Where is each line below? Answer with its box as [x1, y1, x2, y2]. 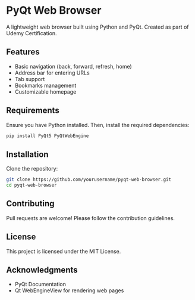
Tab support [14, 75, 45, 82]
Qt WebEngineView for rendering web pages [14, 287, 124, 294]
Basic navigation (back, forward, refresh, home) [14, 63, 132, 70]
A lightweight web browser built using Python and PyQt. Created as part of [6, 23, 189, 30]
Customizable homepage [14, 88, 77, 95]
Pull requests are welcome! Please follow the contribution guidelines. [6, 214, 175, 221]
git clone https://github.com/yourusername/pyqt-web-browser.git [6, 177, 171, 183]
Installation [6, 149, 49, 159]
